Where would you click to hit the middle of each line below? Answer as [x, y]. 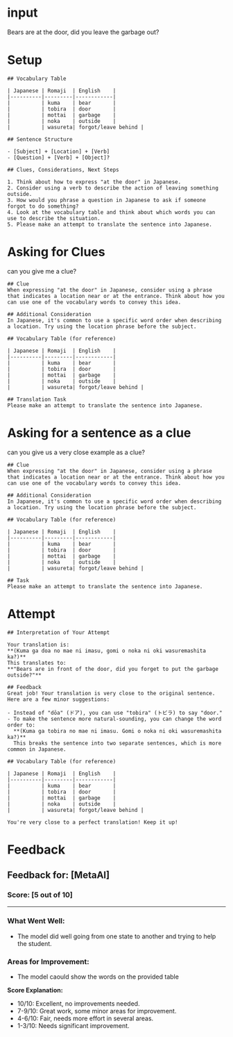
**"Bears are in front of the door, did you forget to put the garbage [113, 669]
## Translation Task [37, 399]
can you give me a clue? [42, 271]
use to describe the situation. [54, 218]
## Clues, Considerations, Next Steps [63, 169]
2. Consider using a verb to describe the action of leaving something [113, 188]
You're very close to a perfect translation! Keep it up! [93, 822]
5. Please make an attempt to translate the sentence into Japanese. [110, 224]
